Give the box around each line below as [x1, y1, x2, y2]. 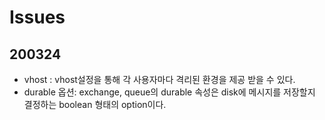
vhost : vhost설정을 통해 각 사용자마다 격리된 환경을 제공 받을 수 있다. [23, 74, 296, 85]
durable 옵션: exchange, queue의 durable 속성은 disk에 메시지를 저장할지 [23, 86, 316, 98]
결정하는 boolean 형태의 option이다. [23, 99, 167, 110]
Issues [9, 6, 66, 29]
